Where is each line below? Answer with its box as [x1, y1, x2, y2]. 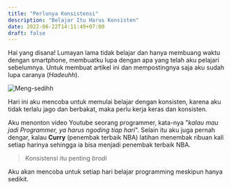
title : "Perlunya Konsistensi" [8, 10, 99, 17]
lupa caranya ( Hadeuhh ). [8, 71, 79, 79]
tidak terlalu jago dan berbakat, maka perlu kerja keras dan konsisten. [8, 105, 208, 113]
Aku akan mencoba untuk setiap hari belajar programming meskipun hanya [8, 167, 223, 176]
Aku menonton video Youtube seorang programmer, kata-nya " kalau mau [8, 119, 218, 127]
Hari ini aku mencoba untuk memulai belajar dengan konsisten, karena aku [8, 98, 221, 106]
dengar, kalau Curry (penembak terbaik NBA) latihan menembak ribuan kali [8, 133, 224, 142]
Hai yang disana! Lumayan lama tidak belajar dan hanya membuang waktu [8, 49, 221, 57]
